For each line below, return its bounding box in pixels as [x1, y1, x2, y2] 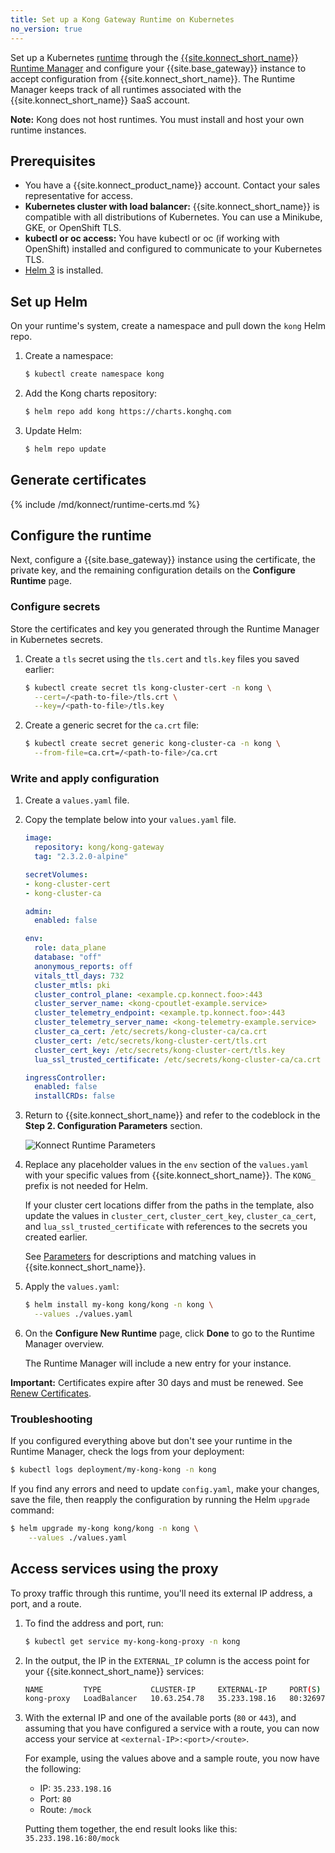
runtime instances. [10, 124, 87, 136]
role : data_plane [34, 943, 107, 953]
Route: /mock [39, 1804, 92, 1816]
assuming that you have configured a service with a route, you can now [24, 1722, 320, 1735]
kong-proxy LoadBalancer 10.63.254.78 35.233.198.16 [24, 1694, 277, 1704]
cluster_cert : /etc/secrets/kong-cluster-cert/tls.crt [34, 1036, 268, 1046]
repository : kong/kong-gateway [34, 842, 165, 853]
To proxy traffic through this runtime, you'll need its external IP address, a [10, 1587, 313, 1599]
